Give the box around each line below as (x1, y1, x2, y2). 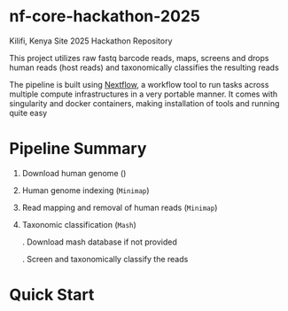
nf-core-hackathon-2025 (9, 6, 201, 27)
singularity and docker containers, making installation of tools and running (9, 97, 280, 108)
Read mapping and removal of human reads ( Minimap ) (21, 202, 218, 213)
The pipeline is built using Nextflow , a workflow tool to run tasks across (9, 79, 269, 89)
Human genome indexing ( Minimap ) (21, 184, 150, 196)
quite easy (9, 107, 48, 118)
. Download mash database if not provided (21, 237, 177, 247)
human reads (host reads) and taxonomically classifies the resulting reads (9, 62, 279, 73)
